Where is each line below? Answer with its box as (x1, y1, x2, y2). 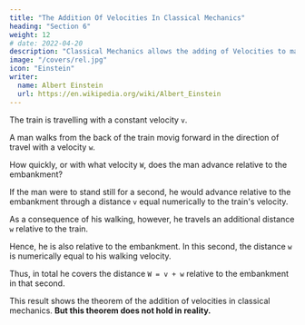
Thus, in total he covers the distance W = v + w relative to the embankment (9, 268, 289, 279)
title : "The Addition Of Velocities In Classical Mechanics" (9, 13, 246, 23)
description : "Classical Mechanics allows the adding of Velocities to (9, 47, 286, 56)
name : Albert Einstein (17, 81, 103, 90)
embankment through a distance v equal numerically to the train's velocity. (9, 196, 289, 207)
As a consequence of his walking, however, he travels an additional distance (9, 213, 295, 224)
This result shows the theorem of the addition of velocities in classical (9, 295, 271, 306)
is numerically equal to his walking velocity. (9, 251, 172, 261)
